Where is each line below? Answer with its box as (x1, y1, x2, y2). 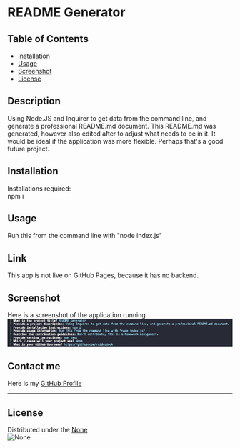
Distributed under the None (7, 426, 88, 434)
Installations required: (7, 184, 71, 193)
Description (7, 95, 61, 107)
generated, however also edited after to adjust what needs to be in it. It (7, 129, 216, 138)
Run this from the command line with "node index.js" (7, 232, 163, 240)
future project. (7, 144, 50, 153)
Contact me (7, 360, 61, 372)
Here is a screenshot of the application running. (7, 311, 148, 319)
